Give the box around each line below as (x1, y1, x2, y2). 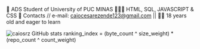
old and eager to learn (6, 19, 61, 25)
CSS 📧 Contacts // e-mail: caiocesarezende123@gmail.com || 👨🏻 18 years (6, 12, 187, 19)
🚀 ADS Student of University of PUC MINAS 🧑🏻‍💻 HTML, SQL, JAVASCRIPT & (6, 6, 194, 13)
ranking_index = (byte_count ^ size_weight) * (63, 30, 174, 37)
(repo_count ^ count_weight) (6, 36, 76, 43)
